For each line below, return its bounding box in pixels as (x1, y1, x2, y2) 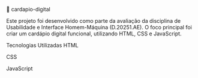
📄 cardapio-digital (6, 6, 51, 13)
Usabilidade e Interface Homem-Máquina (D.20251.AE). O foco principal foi (6, 24, 192, 31)
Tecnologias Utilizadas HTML (6, 42, 79, 49)
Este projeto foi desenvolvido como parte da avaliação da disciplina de (6, 17, 181, 24)
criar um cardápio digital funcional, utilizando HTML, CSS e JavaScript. (6, 30, 182, 37)
